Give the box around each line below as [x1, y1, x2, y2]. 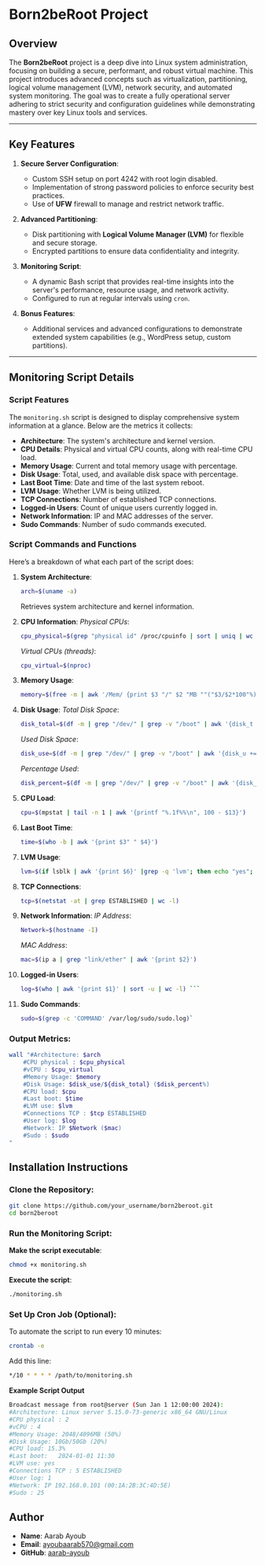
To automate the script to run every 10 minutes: [9, 1327, 162, 1336]
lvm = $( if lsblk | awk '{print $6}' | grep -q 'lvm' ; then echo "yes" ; [20, 867, 254, 875]
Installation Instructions [9, 1160, 129, 1173]
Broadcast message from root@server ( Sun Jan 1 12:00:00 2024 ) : [9, 1401, 224, 1409]
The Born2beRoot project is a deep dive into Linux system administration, [9, 57, 248, 67]
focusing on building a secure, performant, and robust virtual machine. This [9, 66, 254, 75]
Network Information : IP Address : [20, 911, 132, 921]
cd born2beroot [9, 1210, 59, 1217]
